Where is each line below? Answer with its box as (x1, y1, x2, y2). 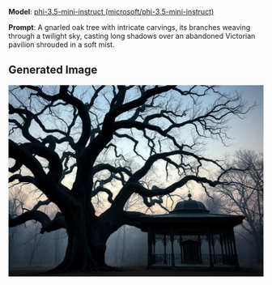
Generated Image (8, 63, 98, 77)
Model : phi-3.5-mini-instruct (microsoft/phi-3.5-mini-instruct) (8, 7, 215, 16)
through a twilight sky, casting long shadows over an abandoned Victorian (8, 32, 256, 40)
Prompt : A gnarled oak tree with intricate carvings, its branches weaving (8, 23, 251, 32)
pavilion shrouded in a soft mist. (8, 40, 115, 49)
